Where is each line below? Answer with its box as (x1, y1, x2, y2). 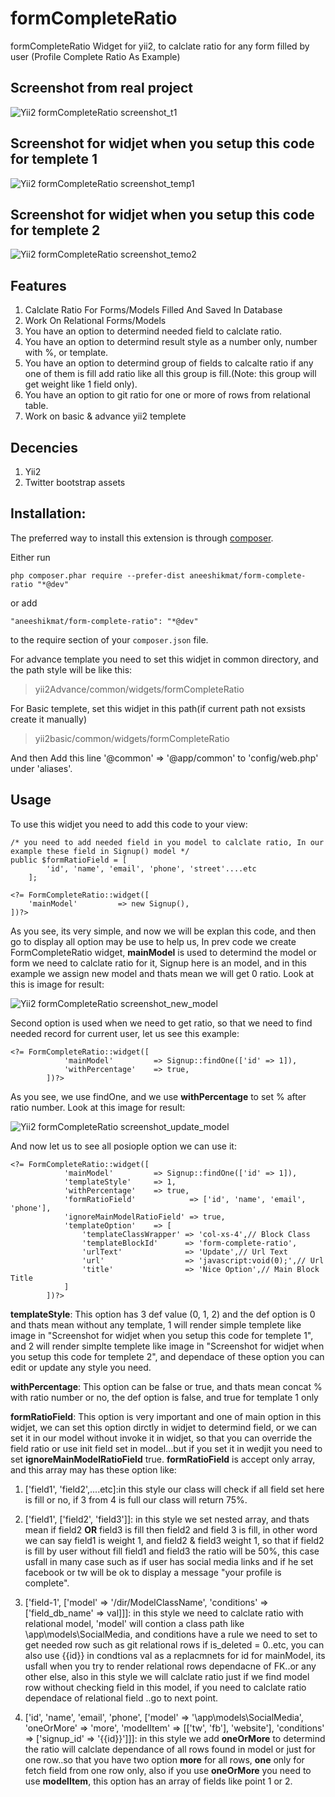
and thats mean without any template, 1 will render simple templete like (10, 1318, 302, 1331)
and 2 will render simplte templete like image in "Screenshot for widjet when (10, 1340, 325, 1352)
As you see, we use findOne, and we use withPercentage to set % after (10, 1090, 307, 1102)
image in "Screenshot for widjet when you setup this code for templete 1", (10, 1329, 314, 1341)
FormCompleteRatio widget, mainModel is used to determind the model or (10, 946, 317, 958)
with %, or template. (24, 347, 109, 359)
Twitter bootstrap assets (24, 477, 126, 488)
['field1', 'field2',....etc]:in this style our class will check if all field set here (24, 1483, 325, 1495)
